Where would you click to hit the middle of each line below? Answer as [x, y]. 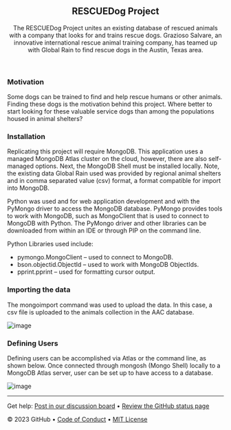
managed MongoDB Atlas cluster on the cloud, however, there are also [107, 159]
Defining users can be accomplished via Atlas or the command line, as [107, 358]
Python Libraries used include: [51, 244]
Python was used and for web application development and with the [103, 202]
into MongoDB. [29, 188]
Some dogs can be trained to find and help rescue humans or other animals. [115, 97]
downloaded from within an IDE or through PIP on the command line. [104, 230]
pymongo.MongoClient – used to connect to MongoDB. [95, 257]
